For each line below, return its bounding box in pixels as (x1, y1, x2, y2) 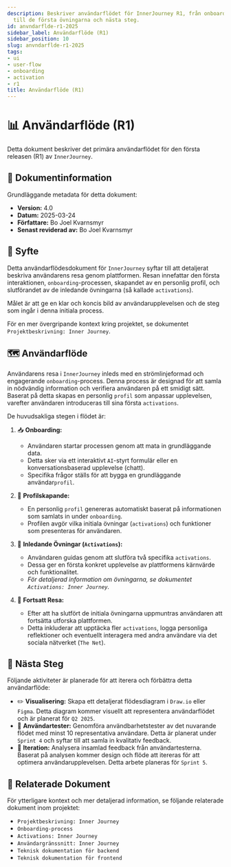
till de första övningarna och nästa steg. (13, 16, 140, 23)
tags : (7, 49, 23, 56)
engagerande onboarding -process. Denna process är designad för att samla (7, 376, 222, 385)
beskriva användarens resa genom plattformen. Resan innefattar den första (7, 271, 220, 279)
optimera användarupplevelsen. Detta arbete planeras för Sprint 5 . (16, 758, 208, 767)
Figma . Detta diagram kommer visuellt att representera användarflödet (16, 707, 215, 715)
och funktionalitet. (27, 567, 79, 576)
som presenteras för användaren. (27, 526, 122, 534)
